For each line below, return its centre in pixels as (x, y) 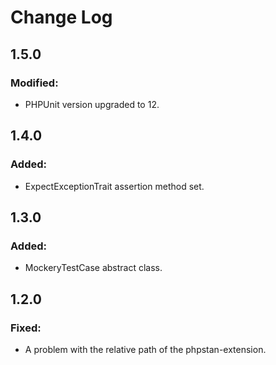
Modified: (34, 83)
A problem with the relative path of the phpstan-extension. (145, 349)
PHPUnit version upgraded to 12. (92, 104)
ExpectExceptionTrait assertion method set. (114, 186)
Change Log (61, 17)
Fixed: (26, 328)
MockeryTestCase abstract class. (93, 268)
